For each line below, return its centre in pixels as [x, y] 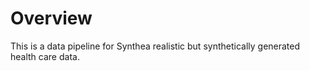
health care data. [45, 56]
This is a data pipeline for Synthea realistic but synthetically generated [155, 46]
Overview [51, 18]
